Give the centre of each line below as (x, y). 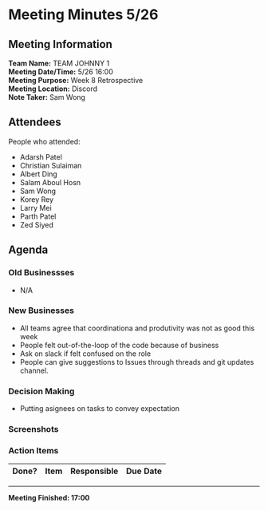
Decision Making (41, 391)
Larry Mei (35, 208)
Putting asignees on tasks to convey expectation (99, 409)
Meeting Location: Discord (53, 89)
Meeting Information (61, 44)
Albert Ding (38, 174)
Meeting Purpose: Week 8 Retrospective (76, 80)
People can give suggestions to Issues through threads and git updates (137, 362)
